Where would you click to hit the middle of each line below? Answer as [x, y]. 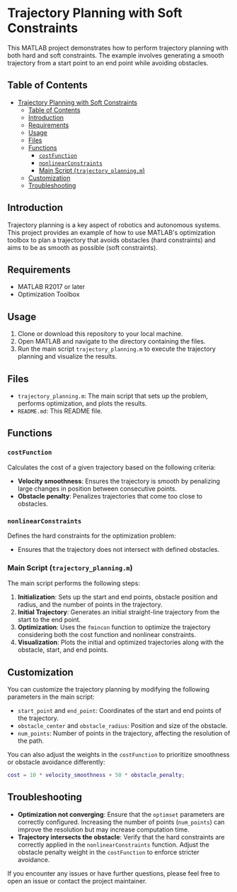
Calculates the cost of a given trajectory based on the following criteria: [111, 467]
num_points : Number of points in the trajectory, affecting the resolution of [124, 734]
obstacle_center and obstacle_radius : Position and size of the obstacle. [122, 726]
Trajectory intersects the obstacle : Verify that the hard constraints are [121, 837]
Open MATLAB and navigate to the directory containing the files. [111, 342]
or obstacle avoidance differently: [56, 762]
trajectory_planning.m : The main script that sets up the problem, [113, 396]
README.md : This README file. [60, 411]
